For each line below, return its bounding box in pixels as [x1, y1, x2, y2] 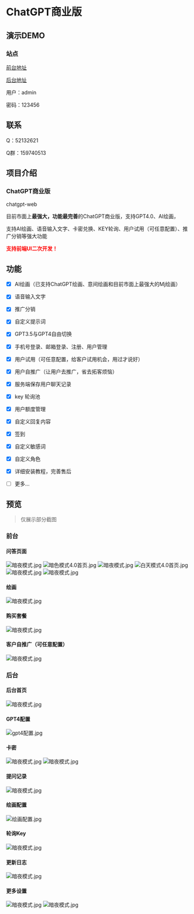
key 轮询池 [14, 393, 40, 400]
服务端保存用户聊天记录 [14, 380, 72, 388]
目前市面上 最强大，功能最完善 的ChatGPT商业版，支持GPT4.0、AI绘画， [6, 213, 179, 220]
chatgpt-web [6, 201, 38, 208]
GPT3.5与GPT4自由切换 [14, 331, 72, 338]
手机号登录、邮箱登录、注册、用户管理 [14, 343, 107, 350]
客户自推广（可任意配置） [6, 641, 68, 648]
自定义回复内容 [14, 417, 51, 425]
